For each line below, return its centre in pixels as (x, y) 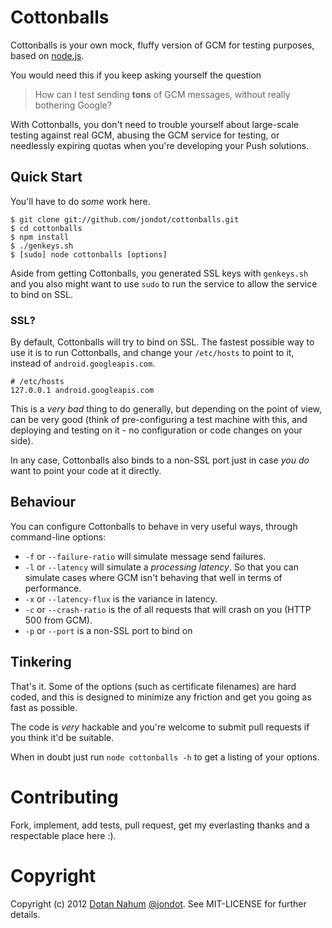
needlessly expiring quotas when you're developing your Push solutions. (160, 145)
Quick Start (46, 177)
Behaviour (43, 502)
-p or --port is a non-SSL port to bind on (108, 630)
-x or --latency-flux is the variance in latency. (121, 598)
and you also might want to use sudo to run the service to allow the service (164, 283)
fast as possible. (44, 707)
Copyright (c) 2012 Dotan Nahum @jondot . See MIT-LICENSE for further (158, 903)
